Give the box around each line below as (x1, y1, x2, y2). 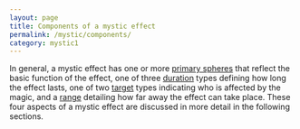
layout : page (9, 13, 59, 23)
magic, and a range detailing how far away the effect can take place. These (9, 92, 291, 103)
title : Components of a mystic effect (9, 22, 156, 31)
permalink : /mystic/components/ (9, 30, 131, 39)
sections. (9, 111, 44, 122)
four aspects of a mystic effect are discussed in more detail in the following (9, 101, 290, 113)
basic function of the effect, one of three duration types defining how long (9, 73, 287, 84)
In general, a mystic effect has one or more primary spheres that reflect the (9, 63, 290, 74)
